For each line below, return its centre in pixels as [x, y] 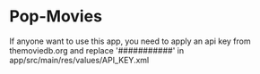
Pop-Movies [56, 16]
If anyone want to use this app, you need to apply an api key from [130, 41]
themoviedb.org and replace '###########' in [97, 50]
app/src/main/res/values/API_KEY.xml [79, 60]
